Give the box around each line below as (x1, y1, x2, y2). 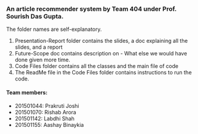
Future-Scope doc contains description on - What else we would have (14, 50, 187, 57)
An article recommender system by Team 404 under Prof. (6, 5, 177, 13)
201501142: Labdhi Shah (14, 115, 75, 122)
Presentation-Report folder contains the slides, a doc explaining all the (14, 38, 188, 45)
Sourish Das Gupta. (6, 12, 64, 20)
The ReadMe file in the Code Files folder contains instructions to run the (14, 69, 192, 76)
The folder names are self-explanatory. (6, 26, 103, 33)
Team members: (6, 89, 48, 96)
